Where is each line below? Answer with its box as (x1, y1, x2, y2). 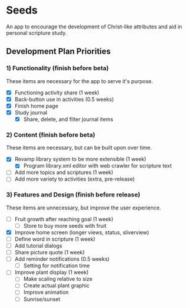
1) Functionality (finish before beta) (6, 64, 109, 73)
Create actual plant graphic (23, 282, 90, 289)
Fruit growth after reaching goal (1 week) (14, 215, 114, 222)
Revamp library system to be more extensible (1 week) (14, 156, 146, 163)
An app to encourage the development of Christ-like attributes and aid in (6, 23, 183, 30)
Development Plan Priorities (6, 47, 111, 57)
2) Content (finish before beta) (6, 130, 95, 139)
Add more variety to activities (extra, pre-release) (14, 175, 135, 183)
